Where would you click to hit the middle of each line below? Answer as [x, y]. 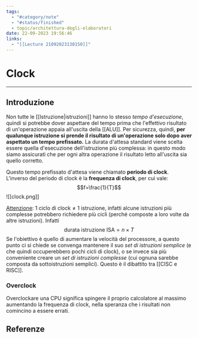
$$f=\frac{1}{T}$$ [99, 187]
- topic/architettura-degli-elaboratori [62, 28]
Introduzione [30, 103]
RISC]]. [15, 270]
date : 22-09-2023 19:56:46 [39, 34]
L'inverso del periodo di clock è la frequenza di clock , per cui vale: [87, 178]
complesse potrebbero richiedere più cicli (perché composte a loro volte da [98, 214]
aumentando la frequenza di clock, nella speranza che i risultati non [88, 304]
